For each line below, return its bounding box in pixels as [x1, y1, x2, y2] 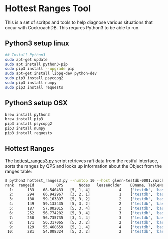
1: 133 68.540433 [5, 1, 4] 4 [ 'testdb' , [9, 187, 153, 192]
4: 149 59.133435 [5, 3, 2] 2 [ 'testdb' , [9, 201, 153, 206]
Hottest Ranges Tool [5, 3, 91, 14]
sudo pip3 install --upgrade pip [5, 66, 75, 71]
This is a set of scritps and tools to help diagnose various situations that [5, 19, 153, 25]
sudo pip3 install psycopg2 [5, 76, 64, 81]
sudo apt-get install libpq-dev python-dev [5, 71, 97, 76]
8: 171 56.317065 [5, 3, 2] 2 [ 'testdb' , [9, 220, 153, 225]
